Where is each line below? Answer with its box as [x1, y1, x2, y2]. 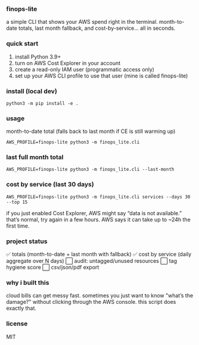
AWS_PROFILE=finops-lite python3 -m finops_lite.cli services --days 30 [6, 194, 191, 200]
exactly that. [6, 304, 37, 312]
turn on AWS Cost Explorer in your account [14, 59, 121, 67]
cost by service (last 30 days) [6, 181, 94, 189]
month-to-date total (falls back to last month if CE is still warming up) [6, 128, 176, 135]
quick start [6, 39, 39, 48]
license [6, 319, 28, 328]
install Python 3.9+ [14, 53, 61, 60]
